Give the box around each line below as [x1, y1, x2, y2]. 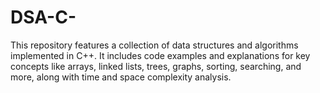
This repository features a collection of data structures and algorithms [10, 39, 299, 51]
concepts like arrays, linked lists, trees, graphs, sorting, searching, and [10, 60, 302, 72]
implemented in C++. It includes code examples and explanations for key [10, 49, 311, 61]
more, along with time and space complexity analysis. [10, 71, 232, 83]
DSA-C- [10, 6, 77, 29]
